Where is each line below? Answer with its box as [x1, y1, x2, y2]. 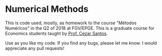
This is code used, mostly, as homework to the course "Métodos [5, 20, 137, 26]
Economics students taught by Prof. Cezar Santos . [5, 30, 108, 36]
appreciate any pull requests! [5, 45, 64, 51]
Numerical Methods [5, 3, 89, 15]
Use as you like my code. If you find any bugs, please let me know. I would [5, 40, 157, 46]
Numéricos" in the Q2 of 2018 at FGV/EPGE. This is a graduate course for [5, 25, 155, 31]
